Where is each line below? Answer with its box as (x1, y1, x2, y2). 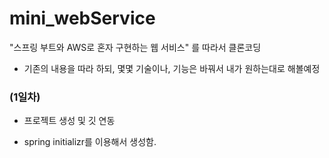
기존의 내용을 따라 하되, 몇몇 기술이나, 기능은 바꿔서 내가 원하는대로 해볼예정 (23, 62, 321, 74)
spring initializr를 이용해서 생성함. (23, 136, 157, 148)
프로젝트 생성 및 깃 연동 (23, 115, 116, 127)
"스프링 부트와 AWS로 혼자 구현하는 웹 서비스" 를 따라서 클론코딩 (9, 41, 262, 53)
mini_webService (9, 7, 156, 30)
